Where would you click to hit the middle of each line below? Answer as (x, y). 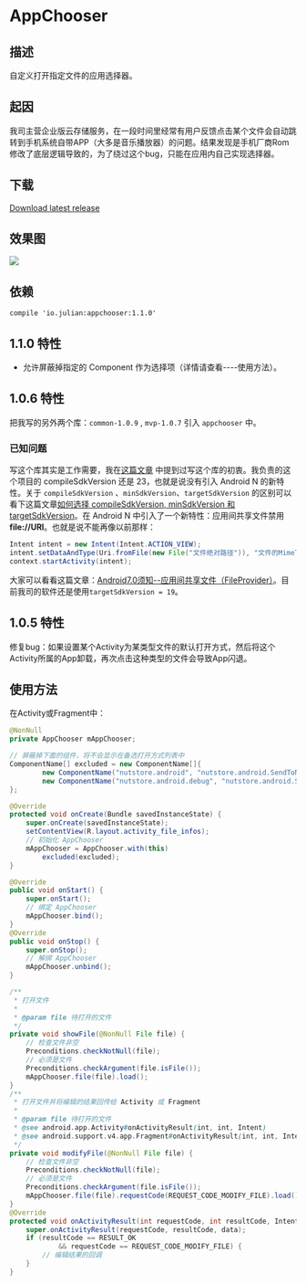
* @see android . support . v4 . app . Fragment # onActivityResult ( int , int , (146, 1136)
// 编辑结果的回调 (72, 1255)
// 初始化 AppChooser (65, 840)
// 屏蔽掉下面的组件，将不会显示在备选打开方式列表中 (97, 756)
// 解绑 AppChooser (61, 958)
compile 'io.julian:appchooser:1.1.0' (83, 313)
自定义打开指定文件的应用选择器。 (73, 75)
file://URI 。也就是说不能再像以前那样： (83, 527)
